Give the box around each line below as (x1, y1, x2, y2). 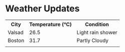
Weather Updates (5, 3, 80, 14)
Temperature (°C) (29, 21, 72, 28)
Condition (84, 21, 109, 28)
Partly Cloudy (76, 37, 109, 44)
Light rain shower (76, 29, 117, 36)
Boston (7, 37, 24, 44)
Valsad (7, 29, 24, 36)
